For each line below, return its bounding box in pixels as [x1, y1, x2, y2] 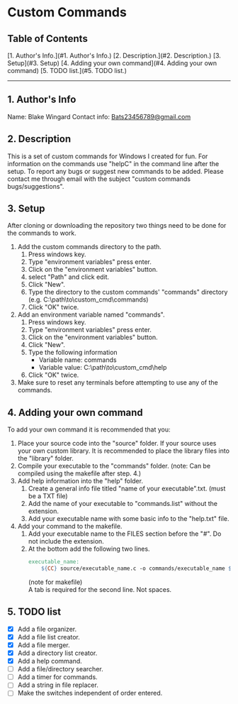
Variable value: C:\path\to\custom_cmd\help [38, 363, 167, 372]
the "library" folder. [17, 454, 74, 463]
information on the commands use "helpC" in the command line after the [7, 159, 220, 167]
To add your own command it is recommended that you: [7, 425, 171, 434]
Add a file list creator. [17, 632, 80, 641]
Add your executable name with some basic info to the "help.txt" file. [28, 515, 229, 523]
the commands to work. [7, 229, 76, 238]
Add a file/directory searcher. [17, 665, 104, 673]
